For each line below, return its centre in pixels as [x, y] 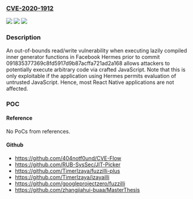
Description [24, 38]
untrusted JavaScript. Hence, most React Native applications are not [90, 82]
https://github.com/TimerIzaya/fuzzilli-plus [67, 170]
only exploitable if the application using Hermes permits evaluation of [91, 76]
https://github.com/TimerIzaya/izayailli [62, 177]
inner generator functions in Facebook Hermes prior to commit [83, 57]
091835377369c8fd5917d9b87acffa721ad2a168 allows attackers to [88, 63]
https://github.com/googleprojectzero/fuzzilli [70, 184]
